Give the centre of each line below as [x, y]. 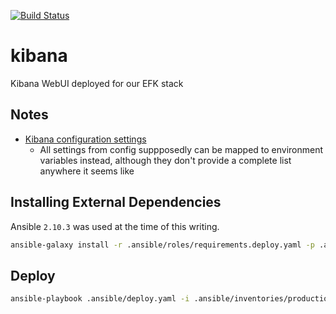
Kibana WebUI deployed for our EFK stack [97, 83]
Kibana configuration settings [85, 139]
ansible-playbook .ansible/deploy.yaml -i [100, 299]
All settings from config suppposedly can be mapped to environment [181, 149]
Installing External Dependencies [116, 202]
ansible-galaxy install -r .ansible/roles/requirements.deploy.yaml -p [162, 245]
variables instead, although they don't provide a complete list [165, 160]
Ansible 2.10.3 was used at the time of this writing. [115, 226]
